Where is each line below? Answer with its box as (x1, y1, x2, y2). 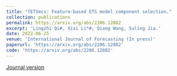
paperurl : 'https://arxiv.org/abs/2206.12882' (6, 42, 124, 48)
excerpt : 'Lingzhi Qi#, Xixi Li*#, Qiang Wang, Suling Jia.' (6, 25, 162, 31)
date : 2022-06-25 (6, 31, 49, 37)
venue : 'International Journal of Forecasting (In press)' (6, 36, 156, 42)
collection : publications (6, 14, 70, 20)
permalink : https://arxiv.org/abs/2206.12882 (6, 20, 121, 26)
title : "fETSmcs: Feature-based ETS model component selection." (6, 8, 172, 15)
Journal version (6, 64, 45, 71)
